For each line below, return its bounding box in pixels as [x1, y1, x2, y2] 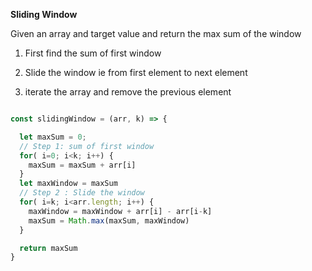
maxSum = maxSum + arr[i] [28, 160, 137, 170]
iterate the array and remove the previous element [24, 86, 232, 98]
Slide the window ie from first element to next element [24, 67, 248, 78]
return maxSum [19, 243, 78, 253]
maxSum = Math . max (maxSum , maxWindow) [28, 215, 190, 226]
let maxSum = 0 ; [19, 132, 87, 142]
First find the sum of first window [24, 47, 162, 59]
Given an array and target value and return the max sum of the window [10, 28, 302, 39]
